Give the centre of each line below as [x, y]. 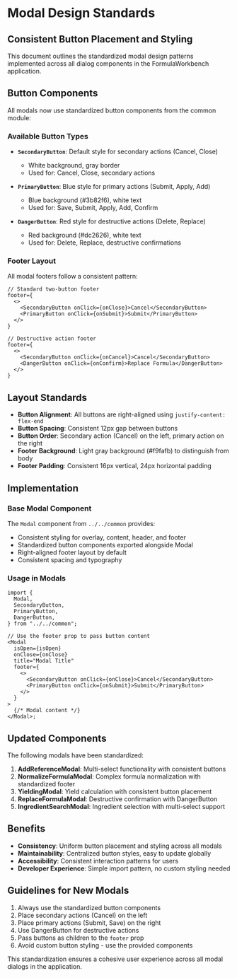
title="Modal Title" [44, 661]
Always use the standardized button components [89, 907]
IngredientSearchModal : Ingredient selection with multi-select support [121, 807]
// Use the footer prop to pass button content [79, 636]
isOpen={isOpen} [37, 648]
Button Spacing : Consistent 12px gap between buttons [98, 429]
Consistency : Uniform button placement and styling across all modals [120, 846]
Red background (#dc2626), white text [85, 235]
